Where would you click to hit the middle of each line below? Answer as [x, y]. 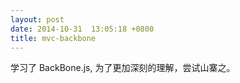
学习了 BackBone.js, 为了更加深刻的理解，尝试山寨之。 [123, 68]
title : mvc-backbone [53, 38]
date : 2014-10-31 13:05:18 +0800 [82, 29]
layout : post [37, 19]
